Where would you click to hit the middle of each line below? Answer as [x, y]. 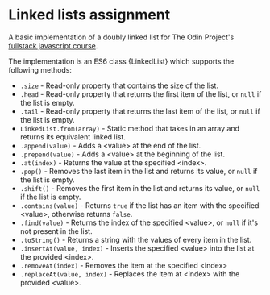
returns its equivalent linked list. [73, 137]
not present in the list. [56, 231]
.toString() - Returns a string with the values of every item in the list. [136, 239]
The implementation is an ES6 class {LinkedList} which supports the [121, 61]
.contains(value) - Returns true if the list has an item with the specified [139, 205]
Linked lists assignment [89, 15]
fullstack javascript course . [53, 45]
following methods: [40, 69]
